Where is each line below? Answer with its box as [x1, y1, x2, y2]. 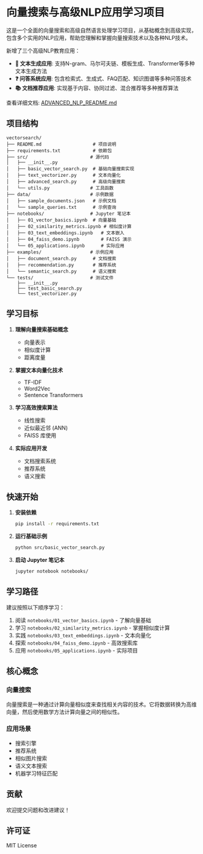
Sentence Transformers [24, 391, 83, 398]
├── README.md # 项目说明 [6, 141, 117, 147]
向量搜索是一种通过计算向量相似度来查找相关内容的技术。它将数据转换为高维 [6, 701, 197, 708]
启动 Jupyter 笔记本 [14, 556, 65, 564]
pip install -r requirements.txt [14, 521, 100, 527]
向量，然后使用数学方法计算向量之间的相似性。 [6, 708, 123, 715]
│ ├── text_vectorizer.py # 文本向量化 [6, 172, 121, 178]
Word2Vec [24, 384, 51, 392]
